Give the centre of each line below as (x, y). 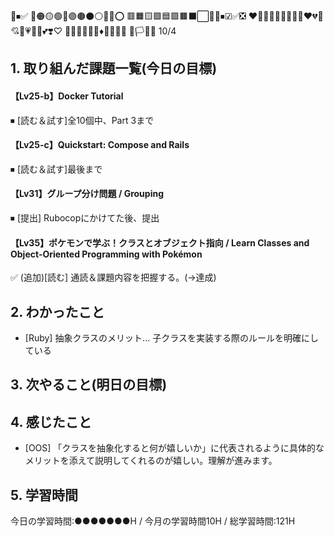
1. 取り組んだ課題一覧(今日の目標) (114, 68)
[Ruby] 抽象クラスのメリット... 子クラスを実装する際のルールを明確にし (171, 338)
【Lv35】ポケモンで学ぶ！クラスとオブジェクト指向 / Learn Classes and (160, 242)
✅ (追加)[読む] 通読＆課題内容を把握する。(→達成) (113, 277)
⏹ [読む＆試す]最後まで (56, 169)
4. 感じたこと (51, 421)
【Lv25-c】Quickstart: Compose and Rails (100, 145)
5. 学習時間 (44, 495)
